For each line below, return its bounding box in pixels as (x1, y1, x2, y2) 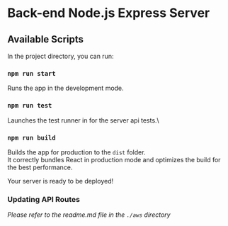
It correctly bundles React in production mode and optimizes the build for (7, 155, 221, 164)
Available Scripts (7, 33, 84, 45)
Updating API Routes (7, 194, 80, 204)
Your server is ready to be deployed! (7, 176, 114, 185)
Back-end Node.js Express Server (7, 5, 210, 21)
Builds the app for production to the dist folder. (7, 147, 146, 157)
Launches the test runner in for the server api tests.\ (7, 115, 159, 125)
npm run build (7, 133, 56, 142)
